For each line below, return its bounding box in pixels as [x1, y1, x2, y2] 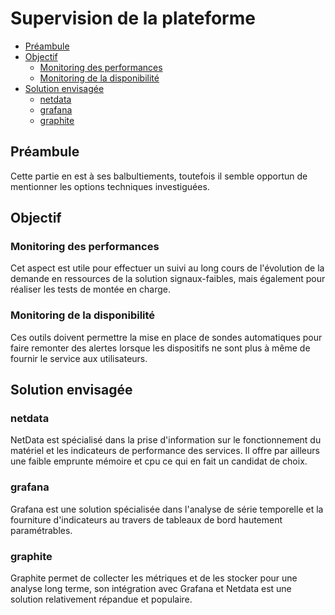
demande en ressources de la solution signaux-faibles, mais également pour [10, 273, 326, 285]
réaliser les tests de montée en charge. [10, 283, 172, 296]
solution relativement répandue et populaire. [10, 593, 193, 606]
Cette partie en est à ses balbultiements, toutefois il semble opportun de [10, 170, 308, 182]
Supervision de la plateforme [10, 7, 256, 30]
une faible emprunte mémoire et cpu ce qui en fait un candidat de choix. [10, 455, 308, 467]
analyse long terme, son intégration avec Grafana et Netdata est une [10, 583, 292, 595]
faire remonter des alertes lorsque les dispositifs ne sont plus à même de [10, 342, 311, 354]
